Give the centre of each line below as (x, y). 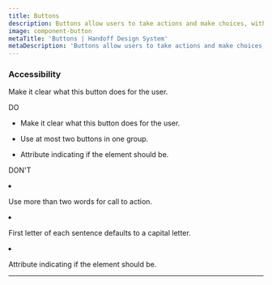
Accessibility (35, 74)
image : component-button (50, 31)
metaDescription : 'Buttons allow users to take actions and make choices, (137, 46)
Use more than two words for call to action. (80, 202)
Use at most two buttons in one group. (84, 139)
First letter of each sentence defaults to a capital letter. (100, 233)
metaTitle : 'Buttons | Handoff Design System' (88, 38)
